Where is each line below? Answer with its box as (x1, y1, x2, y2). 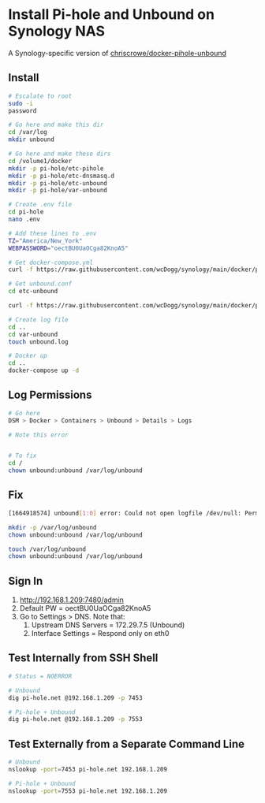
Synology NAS (8, 22, 105, 40)
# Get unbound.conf (8, 280, 73, 288)
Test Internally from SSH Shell (8, 652, 159, 665)
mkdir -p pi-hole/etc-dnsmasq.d (8, 172, 114, 180)
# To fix (8, 452, 37, 460)
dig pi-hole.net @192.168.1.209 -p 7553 (8, 716, 144, 723)
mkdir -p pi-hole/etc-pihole (8, 164, 104, 173)
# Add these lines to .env (8, 229, 97, 237)
